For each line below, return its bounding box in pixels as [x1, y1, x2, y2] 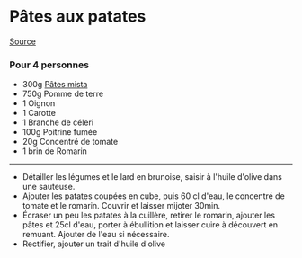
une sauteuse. [22, 182, 75, 192]
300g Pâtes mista [22, 79, 88, 90]
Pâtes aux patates [9, 6, 147, 27]
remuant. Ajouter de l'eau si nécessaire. [22, 229, 170, 240]
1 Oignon [22, 98, 56, 109]
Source [9, 36, 36, 47]
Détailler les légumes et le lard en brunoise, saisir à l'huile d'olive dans [22, 172, 283, 182]
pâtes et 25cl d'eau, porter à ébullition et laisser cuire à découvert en [22, 219, 279, 230]
